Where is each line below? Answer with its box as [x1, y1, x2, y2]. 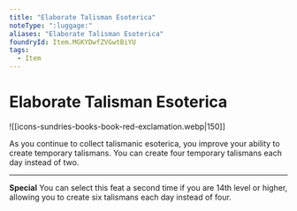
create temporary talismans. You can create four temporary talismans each [9, 147, 283, 158]
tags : [9, 46, 29, 55]
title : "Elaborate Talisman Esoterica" [9, 12, 156, 22]
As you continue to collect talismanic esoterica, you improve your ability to [9, 138, 280, 148]
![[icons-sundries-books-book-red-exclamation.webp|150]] [9, 121, 225, 132]
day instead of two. [9, 156, 80, 168]
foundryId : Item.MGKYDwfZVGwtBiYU [9, 37, 137, 47]
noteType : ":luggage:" [9, 21, 93, 30]
